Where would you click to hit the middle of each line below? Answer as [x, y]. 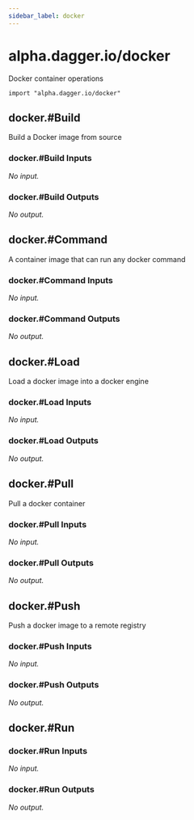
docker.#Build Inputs [50, 159]
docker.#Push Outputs [54, 685]
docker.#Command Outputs [64, 319]
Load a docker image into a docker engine [79, 382]
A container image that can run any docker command [97, 259]
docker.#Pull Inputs [48, 524]
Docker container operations [56, 78]
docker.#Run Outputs [51, 789]
